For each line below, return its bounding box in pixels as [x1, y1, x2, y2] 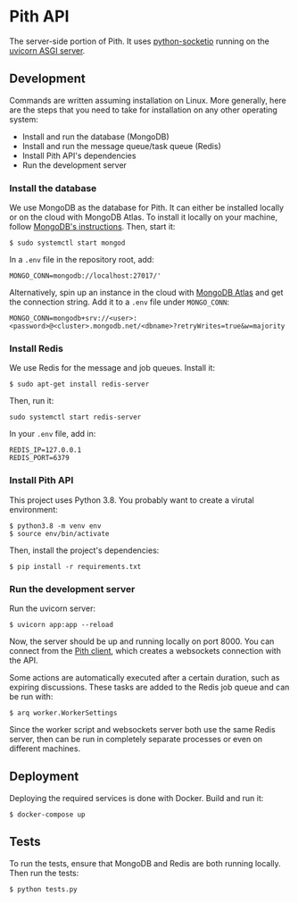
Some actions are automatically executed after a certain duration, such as [9, 672, 280, 682]
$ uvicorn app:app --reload [9, 620, 114, 629]
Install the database [9, 181, 97, 194]
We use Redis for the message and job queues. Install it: [9, 363, 216, 373]
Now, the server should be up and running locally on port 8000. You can [9, 636, 275, 647]
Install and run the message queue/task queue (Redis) [21, 140, 221, 151]
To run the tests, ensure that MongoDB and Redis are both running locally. [9, 857, 281, 868]
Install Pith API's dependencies [21, 150, 137, 161]
